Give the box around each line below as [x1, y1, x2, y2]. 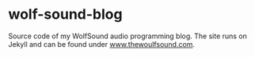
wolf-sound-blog [8, 5, 123, 23]
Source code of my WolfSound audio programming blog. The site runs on [8, 31, 248, 41]
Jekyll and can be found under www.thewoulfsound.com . [8, 39, 196, 48]
